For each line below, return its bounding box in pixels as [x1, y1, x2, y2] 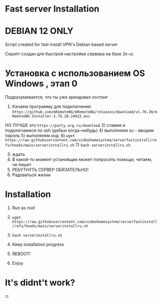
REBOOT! [12, 251, 31, 257]
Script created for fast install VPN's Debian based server [5, 42, 118, 47]
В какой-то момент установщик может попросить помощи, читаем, [12, 156, 152, 163]
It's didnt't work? [5, 277, 75, 288]
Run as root [12, 205, 35, 211]
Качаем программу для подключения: [12, 104, 92, 109]
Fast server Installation [5, 3, 100, 15]
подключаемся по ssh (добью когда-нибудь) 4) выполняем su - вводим [5, 127, 154, 134]
